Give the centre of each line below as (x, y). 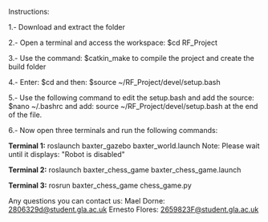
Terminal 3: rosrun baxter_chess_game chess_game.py (100, 185)
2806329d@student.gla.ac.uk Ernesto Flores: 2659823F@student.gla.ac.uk (134, 209)
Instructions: (29, 12)
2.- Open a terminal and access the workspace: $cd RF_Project (113, 42)
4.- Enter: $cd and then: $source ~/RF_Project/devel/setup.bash (114, 82)
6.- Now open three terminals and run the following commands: (113, 130)
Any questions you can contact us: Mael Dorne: (87, 201)
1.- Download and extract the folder (67, 27)
